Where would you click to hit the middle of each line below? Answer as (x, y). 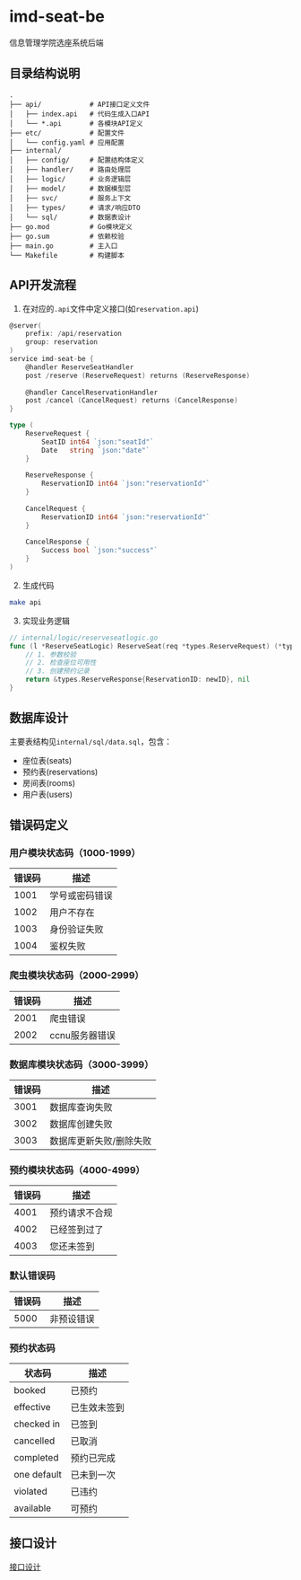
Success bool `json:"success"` (100, 551)
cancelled (34, 1441)
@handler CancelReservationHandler (92, 393)
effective (32, 1407)
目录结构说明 (45, 74)
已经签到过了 (77, 1230)
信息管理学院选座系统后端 (56, 42)
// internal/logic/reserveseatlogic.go (84, 638)
